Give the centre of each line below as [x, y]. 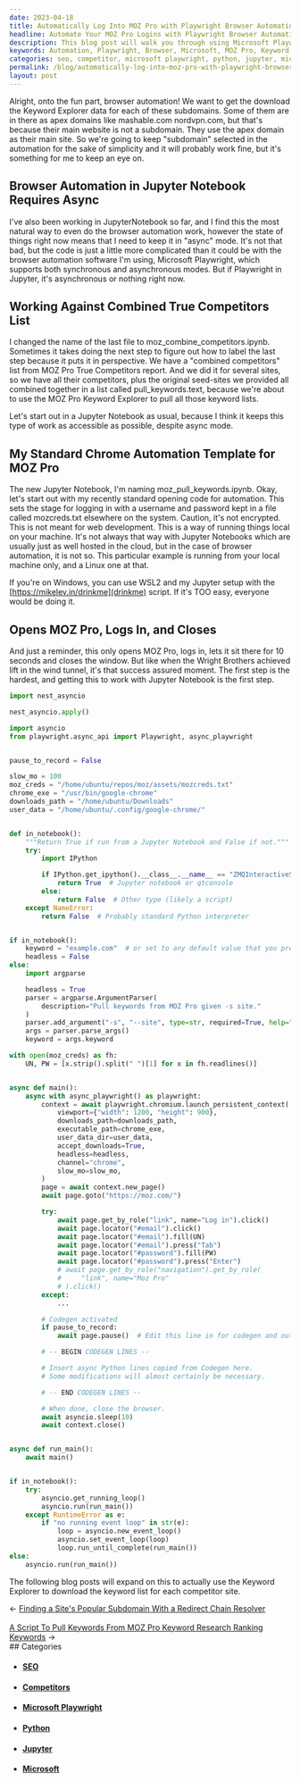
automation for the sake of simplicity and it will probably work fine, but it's [145, 148]
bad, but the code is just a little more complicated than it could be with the [146, 250]
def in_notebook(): [46, 833]
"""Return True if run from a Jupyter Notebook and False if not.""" [158, 842]
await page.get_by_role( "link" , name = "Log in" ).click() [163, 1220]
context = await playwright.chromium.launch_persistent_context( [166, 1104]
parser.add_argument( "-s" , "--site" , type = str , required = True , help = [158, 1023]
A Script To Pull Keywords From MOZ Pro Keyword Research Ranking [136, 1627]
